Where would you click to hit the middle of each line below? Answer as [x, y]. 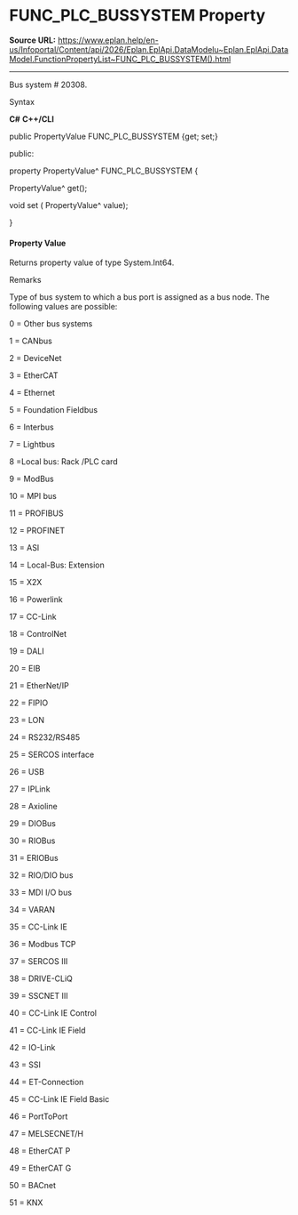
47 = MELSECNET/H [47, 1134]
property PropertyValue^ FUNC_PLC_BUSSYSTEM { [104, 171]
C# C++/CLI [32, 119]
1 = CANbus [31, 341]
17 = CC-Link [33, 617]
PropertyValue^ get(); [48, 188]
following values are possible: [63, 307]
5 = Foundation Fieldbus [54, 410]
